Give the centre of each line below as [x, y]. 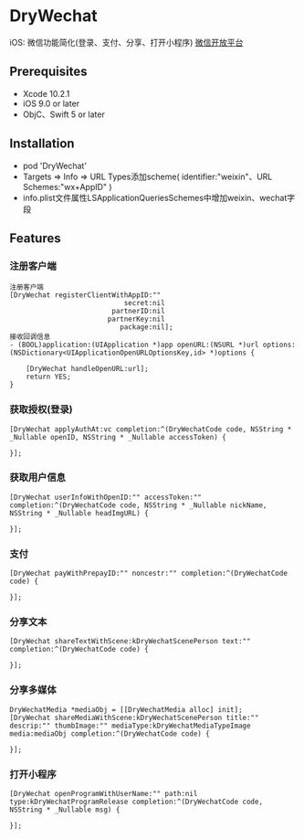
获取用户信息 [38, 478]
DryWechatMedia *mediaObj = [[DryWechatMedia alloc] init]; [126, 709]
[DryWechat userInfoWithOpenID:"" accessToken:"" [106, 497]
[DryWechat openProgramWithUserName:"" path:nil [104, 794]
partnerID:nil [138, 312]
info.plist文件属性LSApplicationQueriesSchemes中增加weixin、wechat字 [158, 197]
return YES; [48, 377]
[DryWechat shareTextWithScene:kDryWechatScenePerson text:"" [130, 642]
